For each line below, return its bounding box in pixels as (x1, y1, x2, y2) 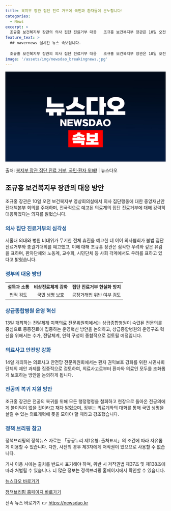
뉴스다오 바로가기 (5, 478, 40, 485)
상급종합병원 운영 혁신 (5, 307, 56, 314)
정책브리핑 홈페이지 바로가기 (5, 489, 62, 495)
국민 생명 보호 (37, 292, 65, 298)
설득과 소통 (7, 284, 30, 290)
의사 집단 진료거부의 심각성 (5, 224, 67, 232)
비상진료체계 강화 (34, 284, 68, 290)
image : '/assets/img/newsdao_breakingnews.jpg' (5, 56, 108, 62)
